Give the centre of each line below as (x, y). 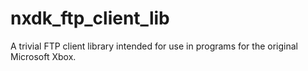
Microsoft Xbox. (43, 56)
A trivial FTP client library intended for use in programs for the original (154, 46)
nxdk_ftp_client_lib (90, 18)
